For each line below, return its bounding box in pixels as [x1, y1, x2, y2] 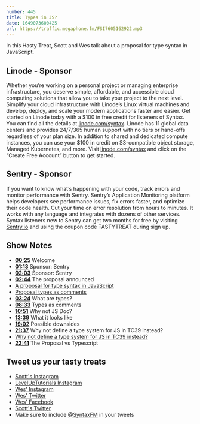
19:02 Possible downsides [14, 320, 80, 327]
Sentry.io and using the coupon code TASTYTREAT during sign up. [6, 223, 171, 230]
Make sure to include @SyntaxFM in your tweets [14, 411, 134, 418]
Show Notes [6, 240, 53, 251]
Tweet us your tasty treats [6, 357, 106, 367]
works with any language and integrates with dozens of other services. [6, 211, 181, 218]
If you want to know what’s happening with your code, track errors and [6, 185, 180, 192]
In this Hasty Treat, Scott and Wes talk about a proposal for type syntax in [6, 42, 188, 49]
